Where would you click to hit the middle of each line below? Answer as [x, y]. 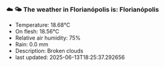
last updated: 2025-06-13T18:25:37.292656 [70, 57]
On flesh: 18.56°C [37, 32]
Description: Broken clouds [49, 51]
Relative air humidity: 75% [48, 38]
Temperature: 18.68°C [43, 25]
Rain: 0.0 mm [32, 44]
